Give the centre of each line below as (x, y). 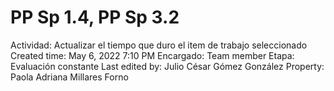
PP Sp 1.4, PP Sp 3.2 (95, 17)
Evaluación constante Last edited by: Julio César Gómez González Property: (167, 66)
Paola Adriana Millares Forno (69, 77)
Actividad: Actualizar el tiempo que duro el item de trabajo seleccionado (159, 45)
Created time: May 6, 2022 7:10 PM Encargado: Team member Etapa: (152, 55)
